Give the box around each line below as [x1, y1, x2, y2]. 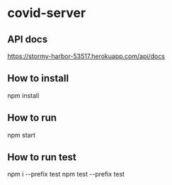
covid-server [7, 5, 86, 21]
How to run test [7, 151, 76, 164]
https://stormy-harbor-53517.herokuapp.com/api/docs [7, 52, 165, 60]
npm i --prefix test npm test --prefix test [7, 170, 125, 179]
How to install [7, 72, 69, 84]
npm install [7, 91, 40, 100]
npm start [7, 130, 36, 139]
